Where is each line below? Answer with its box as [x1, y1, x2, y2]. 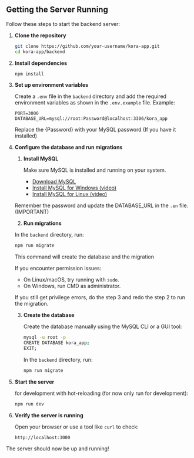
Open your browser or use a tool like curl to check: [14, 423, 139, 430]
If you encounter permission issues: [14, 265, 102, 272]
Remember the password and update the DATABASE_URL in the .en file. [14, 202, 189, 209]
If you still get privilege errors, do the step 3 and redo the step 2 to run [14, 294, 186, 301]
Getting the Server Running [6, 5, 109, 15]
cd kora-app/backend [14, 48, 65, 55]
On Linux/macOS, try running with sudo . [23, 276, 119, 283]
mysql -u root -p [23, 335, 66, 341]
